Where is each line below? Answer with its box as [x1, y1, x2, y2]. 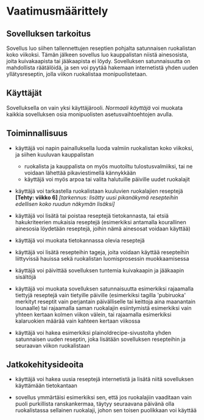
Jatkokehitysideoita [6, 360, 84, 370]
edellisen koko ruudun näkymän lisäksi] [15, 200, 115, 207]
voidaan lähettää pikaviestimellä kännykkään [24, 169, 136, 176]
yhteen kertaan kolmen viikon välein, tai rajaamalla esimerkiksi [15, 311, 172, 318]
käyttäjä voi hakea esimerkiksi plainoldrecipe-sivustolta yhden [15, 329, 172, 336]
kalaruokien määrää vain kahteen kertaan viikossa [15, 317, 141, 325]
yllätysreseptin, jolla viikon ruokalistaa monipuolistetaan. [6, 71, 148, 77]
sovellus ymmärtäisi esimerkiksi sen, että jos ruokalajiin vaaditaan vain [15, 394, 192, 401]
